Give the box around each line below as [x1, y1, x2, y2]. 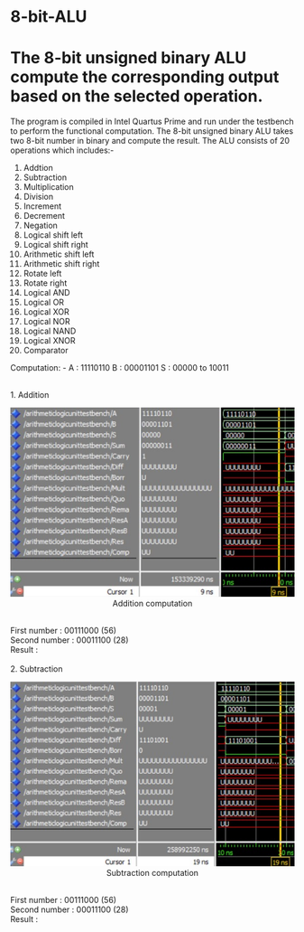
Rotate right [23, 278, 68, 288]
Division [23, 192, 53, 202]
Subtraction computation [106, 867, 199, 878]
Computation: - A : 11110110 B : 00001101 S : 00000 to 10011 [10, 362, 229, 373]
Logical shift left [23, 230, 84, 240]
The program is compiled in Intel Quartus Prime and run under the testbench [10, 116, 294, 127]
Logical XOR [23, 306, 70, 317]
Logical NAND [23, 325, 77, 336]
